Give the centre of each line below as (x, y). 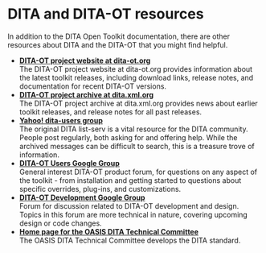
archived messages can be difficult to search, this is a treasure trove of (137, 146)
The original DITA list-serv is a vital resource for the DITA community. (133, 129)
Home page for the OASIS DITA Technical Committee (108, 231)
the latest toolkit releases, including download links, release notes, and (136, 77)
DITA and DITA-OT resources (106, 14)
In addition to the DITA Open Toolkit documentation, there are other (119, 36)
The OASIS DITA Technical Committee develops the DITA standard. (130, 240)
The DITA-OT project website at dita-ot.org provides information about (136, 68)
